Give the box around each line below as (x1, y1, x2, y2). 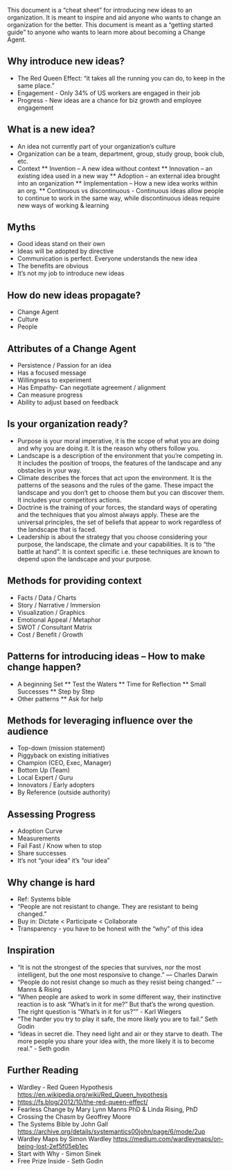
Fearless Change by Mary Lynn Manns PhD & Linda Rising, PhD (17, 1105, 198, 1113)
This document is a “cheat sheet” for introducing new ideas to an (7, 6, 193, 14)
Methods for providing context (7, 575, 142, 587)
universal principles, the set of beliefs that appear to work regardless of (17, 518, 222, 526)
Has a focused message (17, 368, 87, 377)
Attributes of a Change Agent (7, 343, 136, 354)
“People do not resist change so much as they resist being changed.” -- (17, 978, 222, 986)
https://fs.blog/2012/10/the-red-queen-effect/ (17, 1097, 148, 1106)
